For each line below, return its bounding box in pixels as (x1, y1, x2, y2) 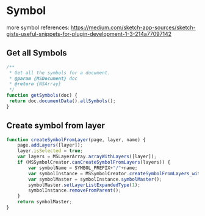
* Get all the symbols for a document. (9, 69, 111, 76)
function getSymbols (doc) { (6, 92, 78, 99)
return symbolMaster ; (17, 199, 72, 205)
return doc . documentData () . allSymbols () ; (9, 98, 116, 104)
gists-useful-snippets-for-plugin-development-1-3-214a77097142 (6, 30, 172, 37)
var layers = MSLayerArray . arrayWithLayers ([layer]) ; (17, 153, 157, 160)
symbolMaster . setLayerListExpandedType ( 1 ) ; (28, 182, 140, 188)
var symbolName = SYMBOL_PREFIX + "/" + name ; (28, 165, 138, 171)
